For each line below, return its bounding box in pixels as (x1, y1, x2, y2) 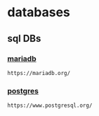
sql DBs (7, 33, 41, 45)
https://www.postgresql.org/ (7, 102, 93, 110)
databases (7, 4, 70, 21)
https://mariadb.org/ (7, 69, 71, 76)
